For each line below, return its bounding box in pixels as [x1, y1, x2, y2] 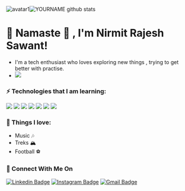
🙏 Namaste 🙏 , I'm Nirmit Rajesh [6, 27, 164, 40]
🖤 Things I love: [6, 119, 52, 127]
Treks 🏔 [14, 139, 37, 146]
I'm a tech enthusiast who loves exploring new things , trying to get [14, 58, 179, 65]
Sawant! [6, 39, 48, 53]
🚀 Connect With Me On [6, 165, 73, 173]
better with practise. [14, 65, 64, 72]
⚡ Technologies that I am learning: [6, 87, 107, 95]
